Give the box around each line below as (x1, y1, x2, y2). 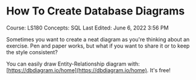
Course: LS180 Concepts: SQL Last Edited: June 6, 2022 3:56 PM (6, 24, 169, 31)
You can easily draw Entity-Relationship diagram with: (6, 60, 140, 67)
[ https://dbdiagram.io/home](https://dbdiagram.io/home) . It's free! (6, 66, 171, 73)
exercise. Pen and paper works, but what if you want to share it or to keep (6, 42, 190, 49)
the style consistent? (6, 48, 58, 55)
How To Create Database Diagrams (6, 4, 185, 18)
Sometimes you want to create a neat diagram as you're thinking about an (6, 35, 190, 43)
